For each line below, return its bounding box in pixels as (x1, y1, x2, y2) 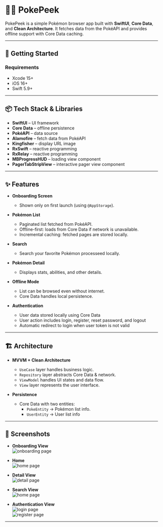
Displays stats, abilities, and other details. (19, 270, 102, 275)
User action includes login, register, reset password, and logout (19, 317, 147, 323)
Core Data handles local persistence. (19, 293, 93, 299)
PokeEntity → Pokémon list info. (26, 406, 91, 412)
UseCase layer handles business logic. (19, 367, 94, 373)
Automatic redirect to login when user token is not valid (19, 323, 130, 328)
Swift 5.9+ (12, 85, 33, 91)
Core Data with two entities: (19, 401, 75, 407)
